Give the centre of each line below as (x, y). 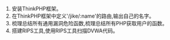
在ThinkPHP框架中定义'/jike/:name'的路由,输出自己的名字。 (83, 16)
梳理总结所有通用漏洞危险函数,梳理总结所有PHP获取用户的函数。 (90, 23)
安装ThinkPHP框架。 (36, 9)
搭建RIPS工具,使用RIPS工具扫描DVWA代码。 (65, 31)
